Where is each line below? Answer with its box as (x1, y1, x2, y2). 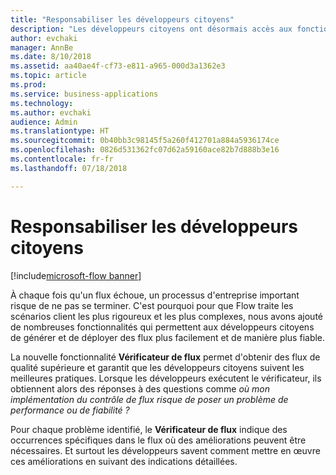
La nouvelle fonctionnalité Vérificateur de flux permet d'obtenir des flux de (10, 351, 321, 363)
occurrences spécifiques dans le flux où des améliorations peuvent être (10, 434, 307, 446)
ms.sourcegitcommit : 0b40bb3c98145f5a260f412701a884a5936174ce (10, 136, 280, 146)
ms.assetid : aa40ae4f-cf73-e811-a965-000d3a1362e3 (10, 61, 226, 71)
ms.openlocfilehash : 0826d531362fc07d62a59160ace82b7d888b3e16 (10, 145, 280, 155)
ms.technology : (10, 98, 74, 108)
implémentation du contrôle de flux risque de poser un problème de (10, 393, 289, 405)
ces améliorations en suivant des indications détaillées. (10, 455, 238, 467)
